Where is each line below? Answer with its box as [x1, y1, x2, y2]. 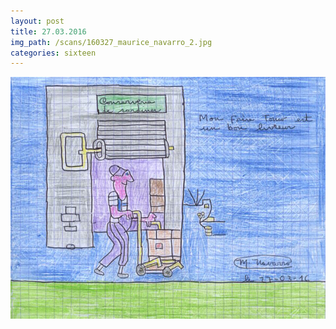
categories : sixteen [10, 48, 97, 58]
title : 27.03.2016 [10, 26, 87, 37]
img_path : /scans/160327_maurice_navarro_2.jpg [10, 37, 213, 47]
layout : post [10, 16, 65, 26]
